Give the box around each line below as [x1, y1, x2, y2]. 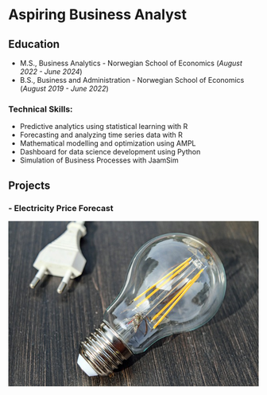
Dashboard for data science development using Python [19, 147, 201, 157]
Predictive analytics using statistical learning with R [19, 122, 188, 131]
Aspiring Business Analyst [8, 6, 187, 24]
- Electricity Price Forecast [8, 202, 114, 213]
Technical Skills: [8, 104, 73, 115]
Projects [8, 178, 51, 192]
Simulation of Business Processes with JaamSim [19, 155, 179, 165]
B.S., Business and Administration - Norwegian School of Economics [19, 76, 245, 84]
